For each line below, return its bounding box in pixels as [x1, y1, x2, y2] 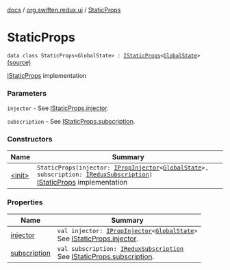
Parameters [7, 88, 47, 98]
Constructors [7, 135, 53, 144]
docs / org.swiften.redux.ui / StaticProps [7, 6, 121, 14]
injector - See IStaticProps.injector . [7, 104, 109, 112]
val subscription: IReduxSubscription [57, 245, 183, 252]
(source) [7, 58, 31, 66]
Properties [7, 198, 43, 207]
